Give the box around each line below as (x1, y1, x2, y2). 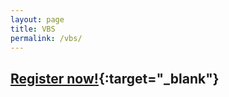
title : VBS (10, 24, 56, 34)
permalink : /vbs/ (10, 33, 83, 43)
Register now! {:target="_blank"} (10, 70, 220, 87)
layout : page (10, 14, 65, 25)
